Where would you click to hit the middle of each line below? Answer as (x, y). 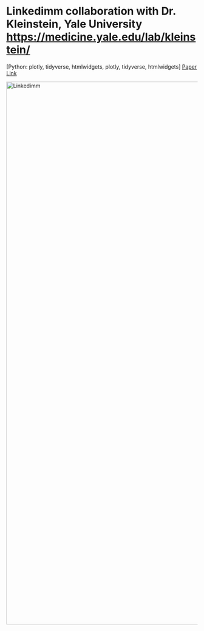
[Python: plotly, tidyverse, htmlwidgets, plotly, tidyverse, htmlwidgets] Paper (102, 67)
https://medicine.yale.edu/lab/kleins (101, 37)
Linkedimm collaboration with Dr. (91, 11)
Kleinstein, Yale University (74, 24)
